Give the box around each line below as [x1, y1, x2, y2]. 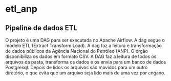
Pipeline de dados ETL [5, 24, 78, 32]
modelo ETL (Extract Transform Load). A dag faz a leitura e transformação [5, 43, 162, 49]
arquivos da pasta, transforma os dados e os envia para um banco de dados [5, 59, 166, 65]
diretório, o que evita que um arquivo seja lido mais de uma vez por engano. [5, 70, 165, 76]
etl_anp [5, 3, 37, 15]
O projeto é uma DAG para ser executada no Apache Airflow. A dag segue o [5, 37, 165, 43]
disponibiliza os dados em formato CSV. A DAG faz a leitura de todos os [5, 53, 157, 59]
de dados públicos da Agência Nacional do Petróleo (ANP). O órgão [5, 48, 148, 54]
